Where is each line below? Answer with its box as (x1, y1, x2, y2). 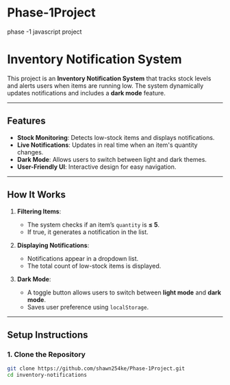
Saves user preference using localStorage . (27, 303, 149, 311)
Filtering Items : (16, 207, 62, 215)
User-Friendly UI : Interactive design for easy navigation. (16, 163, 177, 171)
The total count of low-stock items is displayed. (27, 261, 162, 270)
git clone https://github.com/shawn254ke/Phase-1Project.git (7, 365, 186, 372)
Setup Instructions (7, 329, 88, 340)
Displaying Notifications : (16, 241, 90, 249)
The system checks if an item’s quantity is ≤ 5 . (27, 220, 159, 229)
